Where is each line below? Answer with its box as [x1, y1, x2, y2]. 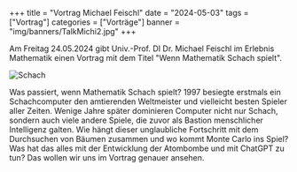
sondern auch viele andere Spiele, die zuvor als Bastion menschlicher [9, 115, 264, 125]
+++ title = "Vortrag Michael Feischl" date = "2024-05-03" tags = [9, 8, 250, 18]
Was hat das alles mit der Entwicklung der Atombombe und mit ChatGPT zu [9, 143, 285, 153]
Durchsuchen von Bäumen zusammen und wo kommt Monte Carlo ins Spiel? [9, 134, 289, 144]
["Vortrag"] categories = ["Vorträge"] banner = [9, 17, 180, 27]
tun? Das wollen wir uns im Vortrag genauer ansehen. [9, 153, 205, 162]
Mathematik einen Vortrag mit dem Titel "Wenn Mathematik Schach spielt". [9, 53, 282, 63]
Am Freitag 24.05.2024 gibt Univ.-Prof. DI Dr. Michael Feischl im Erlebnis [9, 43, 275, 54]
